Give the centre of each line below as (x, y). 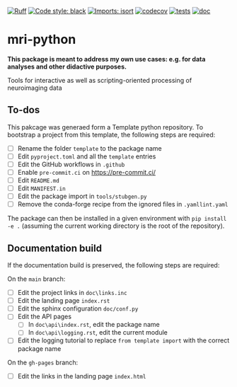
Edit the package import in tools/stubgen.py (82, 196)
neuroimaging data (35, 88)
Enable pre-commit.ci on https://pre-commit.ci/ (87, 172)
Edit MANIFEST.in (41, 188)
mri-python (42, 40)
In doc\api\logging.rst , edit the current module (98, 333)
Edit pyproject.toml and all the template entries (87, 156)
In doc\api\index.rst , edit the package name (94, 325)
